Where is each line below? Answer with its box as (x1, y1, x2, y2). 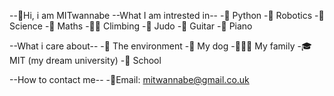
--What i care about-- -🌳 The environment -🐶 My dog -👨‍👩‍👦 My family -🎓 (9, 40, 312, 52)
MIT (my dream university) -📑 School (9, 55, 162, 66)
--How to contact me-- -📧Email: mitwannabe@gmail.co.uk (9, 74, 250, 85)
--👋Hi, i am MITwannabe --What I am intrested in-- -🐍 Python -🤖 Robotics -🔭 (9, 10, 325, 21)
